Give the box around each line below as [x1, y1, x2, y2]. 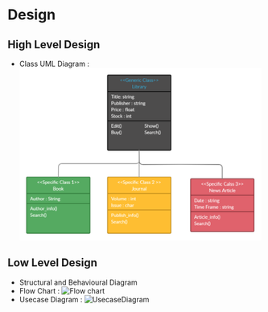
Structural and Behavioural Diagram [19, 277, 138, 287]
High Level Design [7, 38, 101, 51]
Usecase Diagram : [19, 294, 83, 304]
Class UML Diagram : [19, 59, 90, 68]
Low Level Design [7, 256, 98, 270]
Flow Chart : [19, 285, 60, 295]
